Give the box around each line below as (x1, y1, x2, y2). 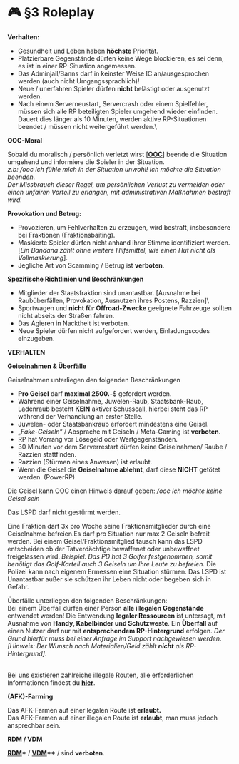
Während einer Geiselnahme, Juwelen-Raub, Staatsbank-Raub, (17, 397, 203, 405)
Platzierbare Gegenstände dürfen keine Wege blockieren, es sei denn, (17, 54, 224, 63)
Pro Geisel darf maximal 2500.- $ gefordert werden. (17, 389, 172, 398)
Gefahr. (7, 582, 30, 591)
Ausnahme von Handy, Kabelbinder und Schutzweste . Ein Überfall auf (7, 618, 218, 627)
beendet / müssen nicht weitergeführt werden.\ (17, 122, 157, 131)
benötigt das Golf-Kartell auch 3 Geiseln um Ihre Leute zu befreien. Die (7, 559, 216, 568)
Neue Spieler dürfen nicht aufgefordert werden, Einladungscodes (17, 326, 210, 335)
